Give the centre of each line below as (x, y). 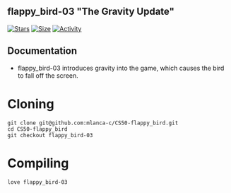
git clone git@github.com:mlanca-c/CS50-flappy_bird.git (93, 123)
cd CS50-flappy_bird (38, 129)
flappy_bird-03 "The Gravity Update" (91, 12)
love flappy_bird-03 (38, 182)
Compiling (38, 163)
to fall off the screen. (48, 75)
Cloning (31, 104)
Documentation (42, 51)
